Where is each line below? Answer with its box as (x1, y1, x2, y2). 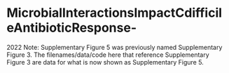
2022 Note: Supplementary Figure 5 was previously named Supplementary (6, 43, 223, 51)
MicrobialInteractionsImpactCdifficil (6, 5, 222, 21)
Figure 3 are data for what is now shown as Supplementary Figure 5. (6, 58, 204, 66)
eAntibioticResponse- (6, 20, 137, 36)
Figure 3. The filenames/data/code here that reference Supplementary (6, 51, 209, 59)
